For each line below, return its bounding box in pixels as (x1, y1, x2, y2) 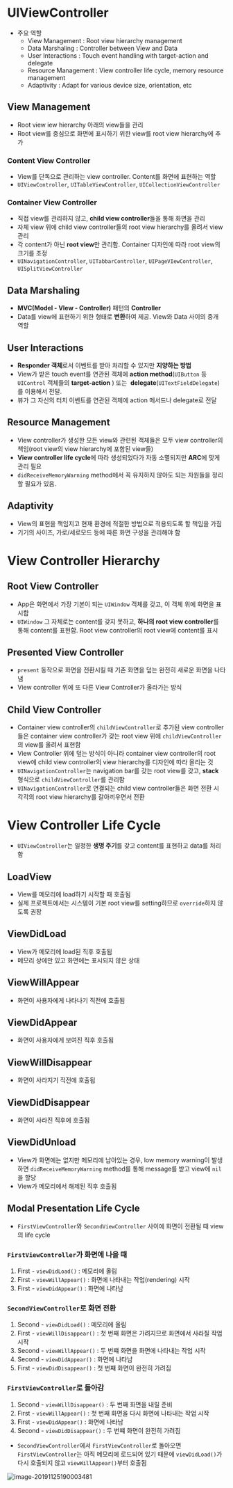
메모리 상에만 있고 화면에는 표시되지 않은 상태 (17, 956, 140, 965)
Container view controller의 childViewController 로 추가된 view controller (17, 723, 224, 731)
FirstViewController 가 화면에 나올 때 (7, 1249, 128, 1259)
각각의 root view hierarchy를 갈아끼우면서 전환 (17, 793, 146, 801)
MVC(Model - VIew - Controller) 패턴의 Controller (17, 304, 162, 312)
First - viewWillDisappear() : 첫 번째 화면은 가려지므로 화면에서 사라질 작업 (17, 1329, 223, 1338)
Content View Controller (7, 155, 91, 165)
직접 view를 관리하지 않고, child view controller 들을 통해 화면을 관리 (17, 214, 206, 223)
